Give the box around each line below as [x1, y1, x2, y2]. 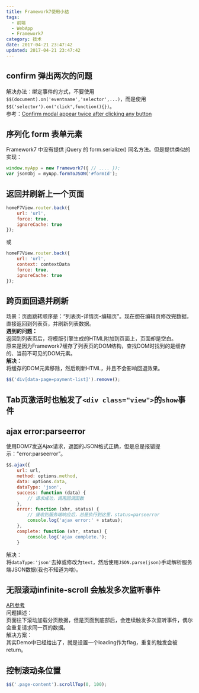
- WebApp [11, 25, 33, 31]
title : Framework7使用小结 [6, 8, 69, 15]
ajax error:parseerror [6, 426, 86, 437]
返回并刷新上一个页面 [6, 188, 84, 199]
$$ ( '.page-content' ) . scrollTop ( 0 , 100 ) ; [6, 682, 108, 688]
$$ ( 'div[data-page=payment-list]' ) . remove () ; [6, 377, 120, 383]
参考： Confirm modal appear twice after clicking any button [6, 110, 152, 117]
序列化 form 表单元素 [6, 129, 83, 139]
